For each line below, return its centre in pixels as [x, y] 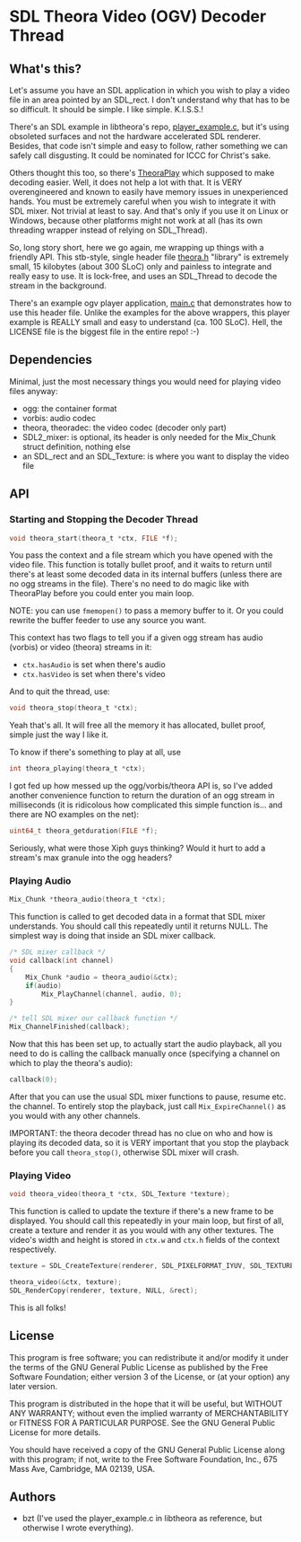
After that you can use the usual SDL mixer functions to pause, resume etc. [148, 1097]
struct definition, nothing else [77, 446]
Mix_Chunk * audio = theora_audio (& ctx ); [102, 977]
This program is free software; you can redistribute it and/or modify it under [149, 1357]
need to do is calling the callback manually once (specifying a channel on [145, 1053]
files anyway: [34, 391]
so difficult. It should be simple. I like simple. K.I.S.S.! [107, 109]
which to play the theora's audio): [71, 1063]
